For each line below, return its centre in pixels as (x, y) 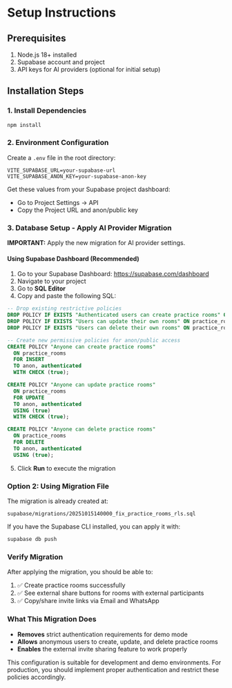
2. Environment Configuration (58, 143)
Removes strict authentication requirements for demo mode (102, 634)
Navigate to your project (51, 282)
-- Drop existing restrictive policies (65, 308)
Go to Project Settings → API (58, 202)
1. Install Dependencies (47, 110)
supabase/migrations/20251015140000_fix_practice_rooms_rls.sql (101, 514)
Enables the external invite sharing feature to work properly (102, 649)
